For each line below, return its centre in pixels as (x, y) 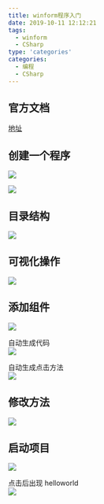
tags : (17, 30)
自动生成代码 (29, 343)
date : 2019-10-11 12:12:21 (52, 23)
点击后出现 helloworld (43, 483)
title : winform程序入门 (45, 15)
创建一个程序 (39, 156)
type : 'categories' (40, 52)
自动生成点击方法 (36, 367)
